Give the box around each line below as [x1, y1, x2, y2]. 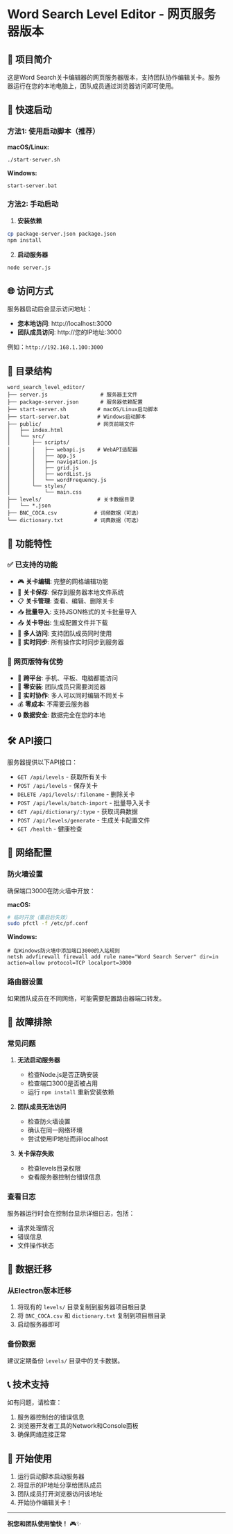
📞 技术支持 [7, 1379, 50, 1390]
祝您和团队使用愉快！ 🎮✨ [7, 1519, 82, 1528]
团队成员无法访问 [17, 1103, 67, 1111]
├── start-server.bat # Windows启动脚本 [7, 413, 146, 420]
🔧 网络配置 [7, 847, 52, 859]
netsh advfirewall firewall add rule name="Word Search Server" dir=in [7, 954, 218, 960]
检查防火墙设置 [27, 1117, 71, 1126]
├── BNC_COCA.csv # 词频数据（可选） [7, 510, 142, 517]
